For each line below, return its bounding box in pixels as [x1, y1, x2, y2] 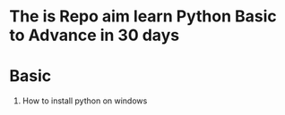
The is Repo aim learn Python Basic [9, 6, 277, 27]
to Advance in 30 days [9, 25, 180, 45]
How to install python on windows [22, 95, 148, 106]
